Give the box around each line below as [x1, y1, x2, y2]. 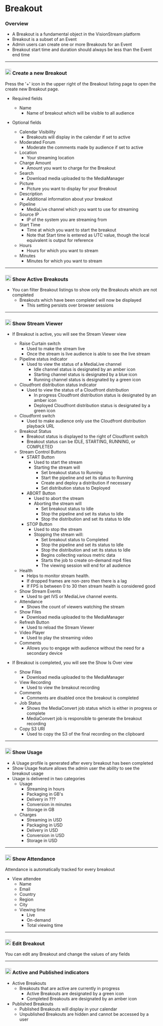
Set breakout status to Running [41, 470, 103, 476]
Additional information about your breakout [26, 196, 113, 202]
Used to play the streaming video [26, 635, 93, 641]
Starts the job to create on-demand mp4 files [41, 557, 131, 564]
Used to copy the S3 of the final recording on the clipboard [26, 731, 145, 737]
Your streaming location [26, 154, 74, 160]
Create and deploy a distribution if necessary [41, 480, 131, 486]
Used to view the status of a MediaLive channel [26, 361, 122, 367]
